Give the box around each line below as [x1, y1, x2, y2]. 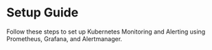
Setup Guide [6, 5, 79, 21]
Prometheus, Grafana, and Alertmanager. [6, 34, 123, 42]
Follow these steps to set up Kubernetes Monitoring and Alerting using [6, 27, 206, 36]
